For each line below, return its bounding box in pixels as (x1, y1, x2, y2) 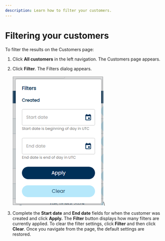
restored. (12, 231, 31, 237)
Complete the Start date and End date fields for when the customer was (12, 210, 161, 216)
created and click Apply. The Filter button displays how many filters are (12, 215, 160, 221)
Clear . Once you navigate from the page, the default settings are (12, 226, 145, 232)
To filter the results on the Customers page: (5, 46, 94, 52)
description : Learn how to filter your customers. (5, 8, 112, 13)
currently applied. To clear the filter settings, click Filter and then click (12, 221, 156, 227)
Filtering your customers (5, 30, 109, 41)
